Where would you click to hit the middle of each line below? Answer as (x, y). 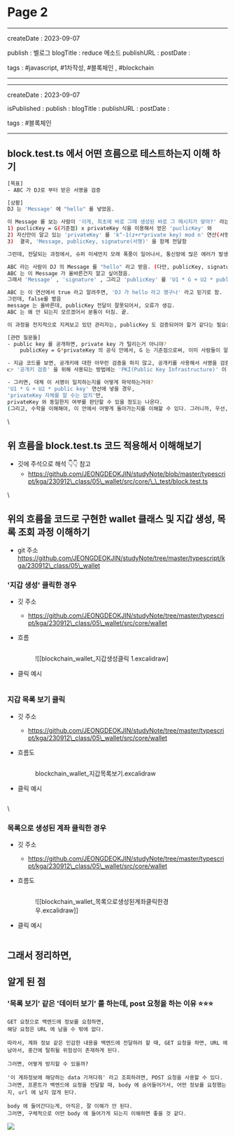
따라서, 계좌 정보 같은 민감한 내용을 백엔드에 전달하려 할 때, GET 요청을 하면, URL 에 (117, 1043)
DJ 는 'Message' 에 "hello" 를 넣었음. (61, 209)
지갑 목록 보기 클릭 (36, 700)
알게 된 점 (27, 982)
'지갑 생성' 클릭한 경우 (42, 585)
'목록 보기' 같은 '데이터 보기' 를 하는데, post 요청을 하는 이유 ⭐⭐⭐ (110, 1003)
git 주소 (28, 550)
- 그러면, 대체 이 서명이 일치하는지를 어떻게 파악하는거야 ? (80, 383)
